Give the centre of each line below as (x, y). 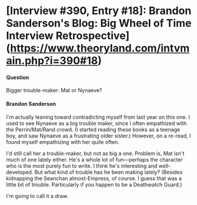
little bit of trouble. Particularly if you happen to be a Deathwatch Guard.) (94, 184)
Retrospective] (93, 36)
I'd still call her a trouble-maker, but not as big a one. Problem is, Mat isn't (95, 153)
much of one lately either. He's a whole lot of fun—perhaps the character (95, 159)
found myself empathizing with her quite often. (63, 142)
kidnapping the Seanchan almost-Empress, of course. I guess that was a (94, 178)
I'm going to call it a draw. (37, 196)
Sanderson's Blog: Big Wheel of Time (99, 23)
